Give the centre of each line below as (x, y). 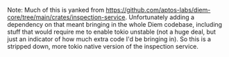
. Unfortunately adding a (160, 17)
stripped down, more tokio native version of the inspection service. (103, 46)
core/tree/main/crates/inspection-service (66, 17)
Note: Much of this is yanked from (56, 10)
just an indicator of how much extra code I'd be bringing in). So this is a (109, 39)
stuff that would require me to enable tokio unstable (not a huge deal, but (112, 32)
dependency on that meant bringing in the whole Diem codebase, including (115, 24)
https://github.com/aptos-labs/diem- (158, 10)
